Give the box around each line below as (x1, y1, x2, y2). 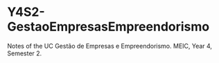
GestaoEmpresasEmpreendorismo (7, 19, 210, 35)
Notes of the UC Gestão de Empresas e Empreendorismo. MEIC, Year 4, (7, 42, 213, 50)
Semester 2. (7, 49, 42, 57)
